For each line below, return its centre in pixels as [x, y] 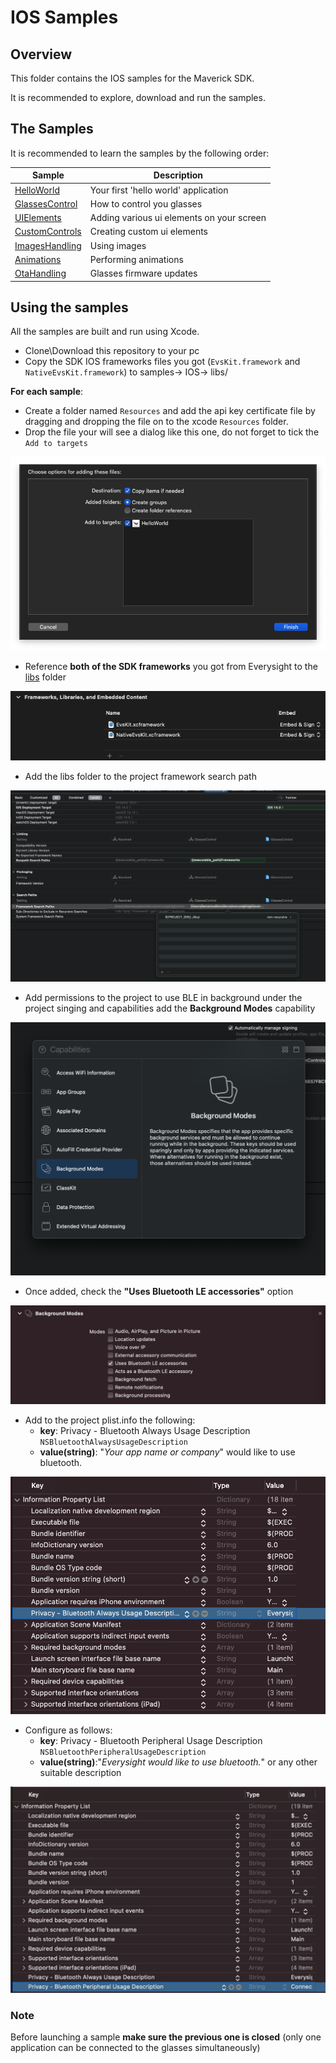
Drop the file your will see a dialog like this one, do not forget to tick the [172, 432]
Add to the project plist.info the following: [110, 1420]
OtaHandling [40, 273]
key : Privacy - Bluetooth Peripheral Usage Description [151, 1741]
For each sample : [47, 392]
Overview [41, 54]
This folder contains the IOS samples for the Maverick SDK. [132, 78]
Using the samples [69, 307]
